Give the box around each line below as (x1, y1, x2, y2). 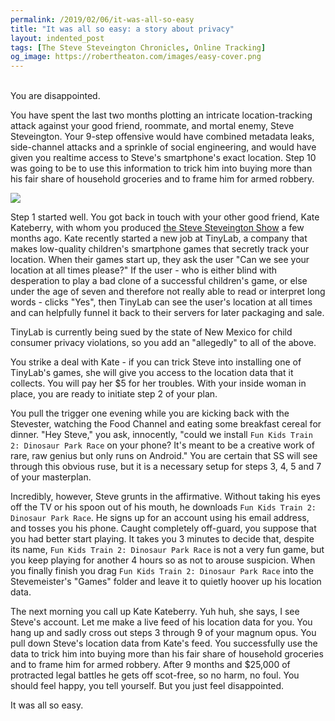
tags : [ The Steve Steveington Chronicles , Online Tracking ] (10, 42, 267, 53)
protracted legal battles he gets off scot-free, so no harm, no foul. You (10, 669, 300, 681)
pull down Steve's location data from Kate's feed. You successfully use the (10, 637, 318, 650)
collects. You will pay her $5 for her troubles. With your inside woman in (10, 377, 307, 390)
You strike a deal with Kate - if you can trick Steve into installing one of (10, 356, 302, 368)
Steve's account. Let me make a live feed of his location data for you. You (10, 616, 313, 628)
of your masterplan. (10, 471, 92, 483)
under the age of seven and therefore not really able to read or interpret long (10, 286, 326, 298)
